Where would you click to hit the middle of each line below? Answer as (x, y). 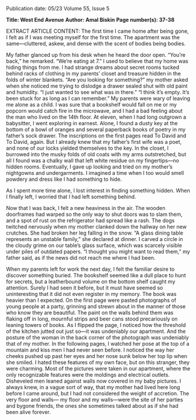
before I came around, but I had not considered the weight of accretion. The (98, 393)
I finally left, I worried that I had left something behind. (71, 197)
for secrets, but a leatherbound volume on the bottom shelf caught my (91, 281)
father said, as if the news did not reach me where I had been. (81, 258)
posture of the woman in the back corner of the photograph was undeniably (97, 338)
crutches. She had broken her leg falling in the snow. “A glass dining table (94, 233)
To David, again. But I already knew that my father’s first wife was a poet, (94, 142)
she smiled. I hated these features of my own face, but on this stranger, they (98, 362)
